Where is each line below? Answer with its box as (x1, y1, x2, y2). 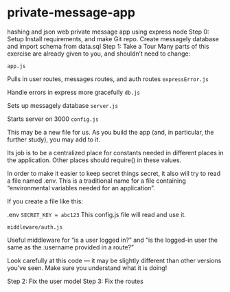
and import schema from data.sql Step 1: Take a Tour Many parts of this (7, 42, 209, 50)
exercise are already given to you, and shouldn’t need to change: (7, 49, 191, 58)
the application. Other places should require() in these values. (7, 156, 182, 164)
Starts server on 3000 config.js (7, 115, 99, 123)
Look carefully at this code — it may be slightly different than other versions (7, 256, 222, 265)
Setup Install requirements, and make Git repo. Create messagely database (7, 34, 220, 43)
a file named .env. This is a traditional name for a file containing (7, 177, 187, 185)
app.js (7, 63, 26, 69)
